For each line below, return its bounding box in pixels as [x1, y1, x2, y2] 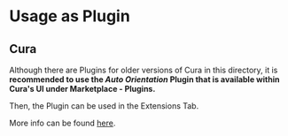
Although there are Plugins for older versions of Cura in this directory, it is [9, 64, 278, 75]
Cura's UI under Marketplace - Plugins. [9, 84, 156, 94]
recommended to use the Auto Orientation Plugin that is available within [9, 74, 280, 85]
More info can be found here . [9, 117, 116, 128]
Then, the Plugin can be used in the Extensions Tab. [9, 101, 199, 111]
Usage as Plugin [9, 6, 130, 26]
